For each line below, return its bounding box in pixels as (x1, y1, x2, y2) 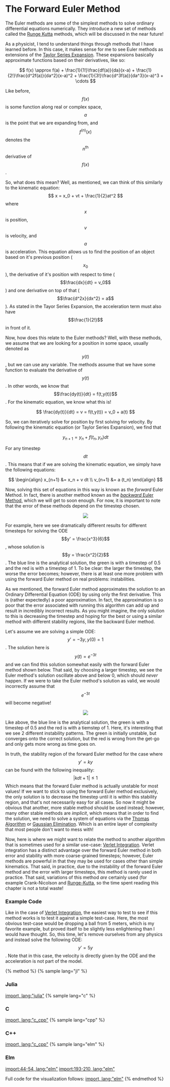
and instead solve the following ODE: (5, 937, 82, 943)
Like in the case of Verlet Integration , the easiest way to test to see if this (5, 909, 158, 916)
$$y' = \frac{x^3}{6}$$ (61, 536, 110, 542)
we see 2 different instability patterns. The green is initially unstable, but (5, 730, 157, 737)
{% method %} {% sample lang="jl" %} (5, 968, 88, 974)
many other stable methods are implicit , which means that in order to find (5, 810, 159, 816)
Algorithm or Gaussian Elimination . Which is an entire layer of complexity (5, 821, 158, 827)
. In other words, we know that (5, 383, 69, 389)
